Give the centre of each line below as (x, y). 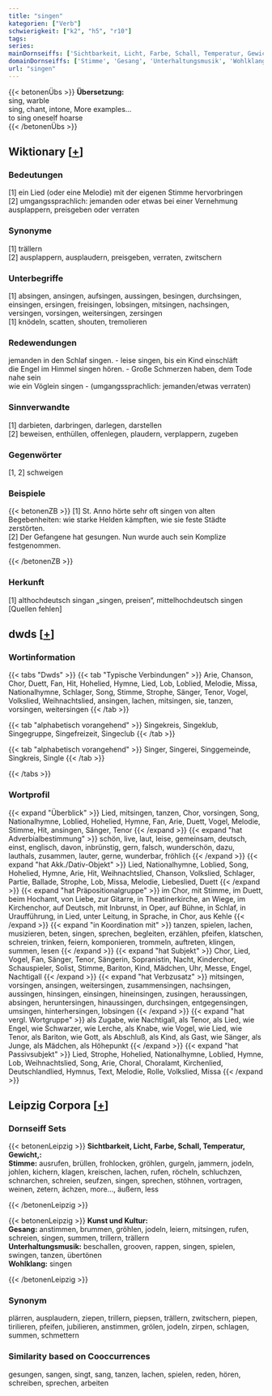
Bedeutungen (36, 175)
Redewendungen (42, 343)
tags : (17, 39)
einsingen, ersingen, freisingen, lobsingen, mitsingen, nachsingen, (119, 304)
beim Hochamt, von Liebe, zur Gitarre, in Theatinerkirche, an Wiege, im (127, 898)
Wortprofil (29, 795)
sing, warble (29, 100)
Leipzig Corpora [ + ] (59, 1105)
